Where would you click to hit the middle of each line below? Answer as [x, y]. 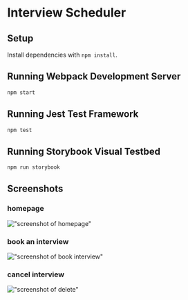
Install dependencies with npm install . [62, 55]
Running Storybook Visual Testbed [84, 151]
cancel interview [36, 274]
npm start [21, 92]
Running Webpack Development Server [94, 76]
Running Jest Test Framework [73, 114]
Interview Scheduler [67, 13]
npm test [20, 130]
